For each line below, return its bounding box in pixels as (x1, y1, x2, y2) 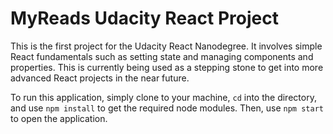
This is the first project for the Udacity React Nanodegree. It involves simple (10, 40, 323, 52)
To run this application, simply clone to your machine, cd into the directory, (10, 91, 317, 103)
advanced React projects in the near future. (10, 72, 190, 84)
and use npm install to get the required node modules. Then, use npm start (10, 102, 324, 114)
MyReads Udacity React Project (10, 7, 279, 30)
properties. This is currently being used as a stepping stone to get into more (10, 61, 324, 73)
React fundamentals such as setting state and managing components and (10, 50, 314, 62)
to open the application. (10, 112, 108, 124)
